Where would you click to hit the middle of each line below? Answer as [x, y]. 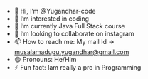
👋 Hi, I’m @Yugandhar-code [55, 11]
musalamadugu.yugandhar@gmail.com [72, 52]
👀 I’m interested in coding [52, 19]
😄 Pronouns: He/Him [45, 59]
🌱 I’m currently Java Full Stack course [69, 26]
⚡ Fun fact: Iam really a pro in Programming [78, 67]
